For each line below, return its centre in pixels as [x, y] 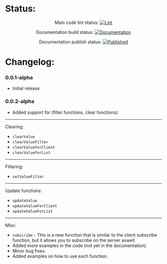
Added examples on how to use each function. [60, 256]
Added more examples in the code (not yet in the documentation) [79, 246]
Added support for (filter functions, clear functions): [66, 112]
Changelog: [30, 62]
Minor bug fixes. [29, 251]
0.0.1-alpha [19, 78]
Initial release [26, 88]
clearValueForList [31, 153]
